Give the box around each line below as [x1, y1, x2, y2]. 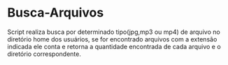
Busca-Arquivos [7, 5, 104, 21]
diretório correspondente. [7, 50, 82, 58]
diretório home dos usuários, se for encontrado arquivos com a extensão [7, 35, 218, 43]
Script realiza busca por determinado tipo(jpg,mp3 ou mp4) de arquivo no [7, 28, 220, 36]
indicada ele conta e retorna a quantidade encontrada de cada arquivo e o [7, 42, 222, 50]
